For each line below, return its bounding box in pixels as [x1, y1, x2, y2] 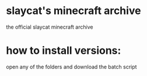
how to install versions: [6, 44, 121, 57]
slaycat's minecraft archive [6, 4, 141, 18]
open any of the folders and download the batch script [6, 63, 137, 70]
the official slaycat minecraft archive [6, 23, 93, 30]
